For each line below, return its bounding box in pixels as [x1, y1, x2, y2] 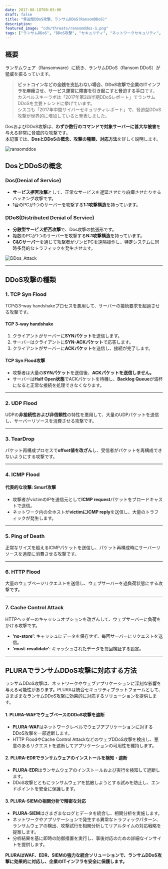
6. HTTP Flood [5, 568, 40, 575]
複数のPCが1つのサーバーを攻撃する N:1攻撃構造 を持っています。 [12, 232, 145, 238]
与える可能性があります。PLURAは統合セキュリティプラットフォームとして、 [5, 687, 163, 693]
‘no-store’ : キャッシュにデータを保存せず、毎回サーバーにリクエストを [12, 633, 159, 639]
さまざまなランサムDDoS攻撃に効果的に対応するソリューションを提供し [5, 693, 153, 699]
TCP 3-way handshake [5, 321, 53, 327]
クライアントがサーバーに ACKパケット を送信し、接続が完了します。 [12, 345, 153, 351]
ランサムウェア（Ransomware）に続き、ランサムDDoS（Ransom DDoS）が [5, 65, 161, 71]
